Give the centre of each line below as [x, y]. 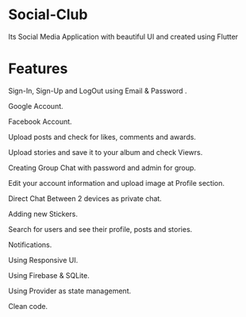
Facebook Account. [40, 122]
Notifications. [30, 245]
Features [38, 69]
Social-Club [48, 15]
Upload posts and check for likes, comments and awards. [102, 137]
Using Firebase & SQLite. [49, 275]
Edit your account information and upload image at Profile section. [116, 183]
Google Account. [36, 106]
